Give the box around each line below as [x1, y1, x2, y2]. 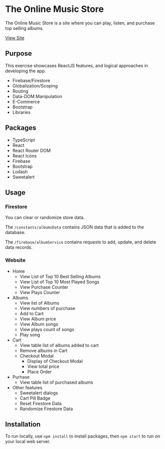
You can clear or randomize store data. [5, 215, 85, 221]
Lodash [12, 168, 28, 175]
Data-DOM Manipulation [12, 93, 63, 99]
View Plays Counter [19, 289, 61, 295]
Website [5, 257, 26, 264]
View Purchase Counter [19, 284, 69, 290]
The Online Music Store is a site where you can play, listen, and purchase [5, 20, 155, 26]
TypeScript [12, 137, 35, 143]
